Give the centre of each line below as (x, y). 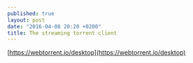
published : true (31, 13)
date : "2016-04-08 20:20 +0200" (54, 26)
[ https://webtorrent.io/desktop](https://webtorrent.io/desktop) (96, 53)
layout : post (26, 20)
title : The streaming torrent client (62, 33)
